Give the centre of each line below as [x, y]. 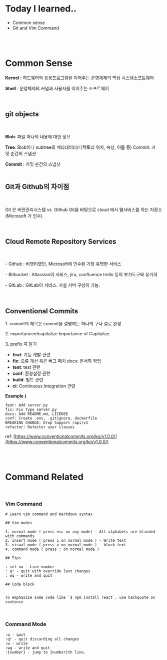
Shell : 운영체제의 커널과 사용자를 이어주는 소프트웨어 [57, 88]
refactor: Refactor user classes [40, 427]
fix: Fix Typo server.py [31, 410]
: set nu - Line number [30, 567]
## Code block [20, 584]
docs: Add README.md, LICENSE [37, 414]
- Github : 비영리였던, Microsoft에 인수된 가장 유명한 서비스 [63, 264]
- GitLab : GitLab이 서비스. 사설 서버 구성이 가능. [53, 285]
